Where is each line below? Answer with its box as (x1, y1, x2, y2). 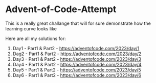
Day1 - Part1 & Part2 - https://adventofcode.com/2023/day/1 (12, 45, 140, 51)
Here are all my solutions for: (5, 35, 66, 41)
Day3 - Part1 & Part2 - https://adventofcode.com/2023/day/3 (12, 56, 142, 62)
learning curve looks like (5, 25, 57, 31)
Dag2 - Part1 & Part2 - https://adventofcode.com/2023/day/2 (12, 51, 142, 57)
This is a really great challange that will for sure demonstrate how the (5, 20, 151, 26)
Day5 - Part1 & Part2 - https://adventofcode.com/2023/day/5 (12, 67, 142, 73)
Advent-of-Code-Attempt (5, 4, 117, 15)
